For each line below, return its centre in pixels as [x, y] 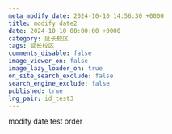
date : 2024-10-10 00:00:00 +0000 [65, 31]
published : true [36, 91]
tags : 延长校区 [31, 46]
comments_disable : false [50, 53]
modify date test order [46, 121]
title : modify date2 [43, 23]
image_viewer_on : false [48, 61]
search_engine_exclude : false [59, 83]
